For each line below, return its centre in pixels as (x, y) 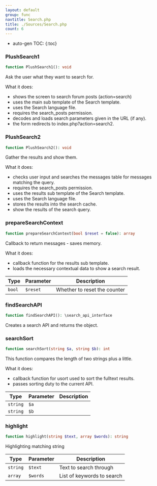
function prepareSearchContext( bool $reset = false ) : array (70, 233)
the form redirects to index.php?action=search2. (63, 124)
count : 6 (14, 29)
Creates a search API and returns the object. (52, 325)
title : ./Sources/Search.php (36, 24)
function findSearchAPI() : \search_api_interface (59, 315)
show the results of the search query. (52, 210)
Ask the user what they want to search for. (50, 77)
